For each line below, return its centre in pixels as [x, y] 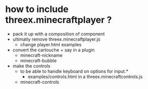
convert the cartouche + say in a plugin [53, 50]
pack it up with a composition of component [59, 34]
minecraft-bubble [38, 60]
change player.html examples [51, 44]
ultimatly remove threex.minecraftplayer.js [56, 39]
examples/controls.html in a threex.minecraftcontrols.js [85, 76]
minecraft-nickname [41, 55]
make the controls [31, 66]
